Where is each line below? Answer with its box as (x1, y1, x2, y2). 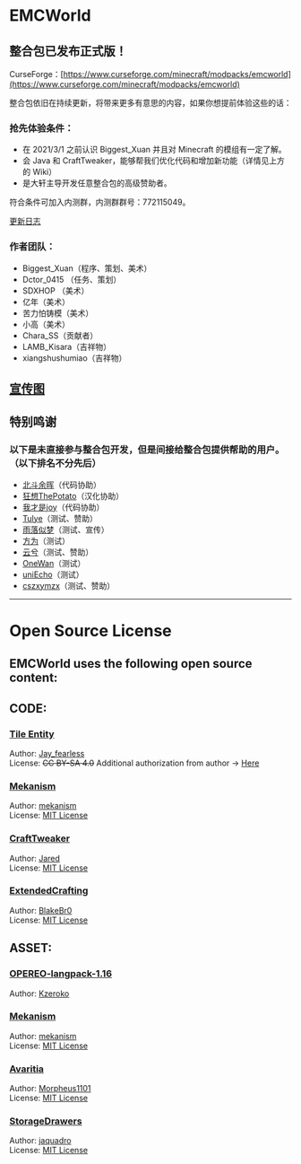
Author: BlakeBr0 (9, 905, 73, 915)
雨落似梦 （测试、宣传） (21, 524, 109, 535)
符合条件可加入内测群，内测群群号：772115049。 (9, 197, 191, 207)
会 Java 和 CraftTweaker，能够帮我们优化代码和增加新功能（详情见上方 (21, 155, 285, 166)
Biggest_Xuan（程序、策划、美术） (21, 262, 152, 274)
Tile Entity (9, 728, 56, 740)
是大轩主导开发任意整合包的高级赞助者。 (21, 178, 172, 188)
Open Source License (9, 620, 172, 641)
